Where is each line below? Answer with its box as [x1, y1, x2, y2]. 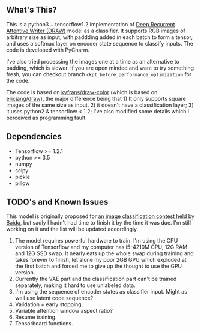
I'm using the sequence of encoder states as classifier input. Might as [14, 288, 188, 295]
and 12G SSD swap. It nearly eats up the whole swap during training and [14, 250, 194, 257]
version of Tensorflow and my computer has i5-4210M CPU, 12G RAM [14, 243, 188, 251]
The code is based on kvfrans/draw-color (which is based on [6, 88, 158, 95]
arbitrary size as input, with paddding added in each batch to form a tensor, [6, 33, 193, 41]
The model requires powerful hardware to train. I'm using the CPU [14, 237, 178, 244]
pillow [14, 180, 30, 187]
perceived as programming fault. [6, 114, 87, 121]
